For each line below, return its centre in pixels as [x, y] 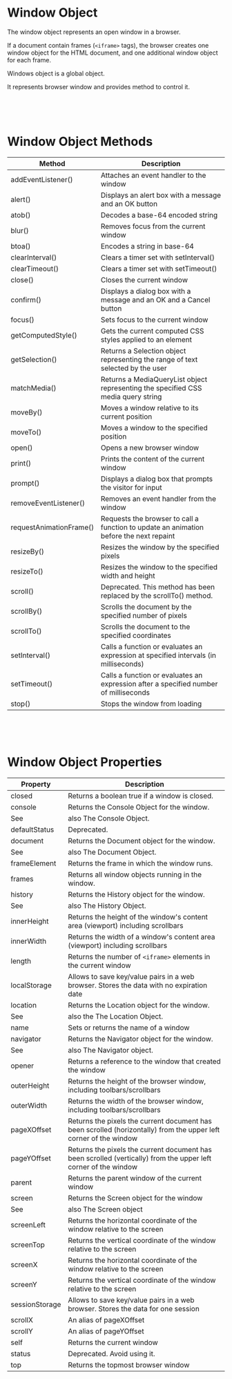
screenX [24, 1264]
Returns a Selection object [143, 351]
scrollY [22, 1331]
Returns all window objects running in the [135, 875]
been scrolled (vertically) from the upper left [140, 1158]
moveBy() [27, 412]
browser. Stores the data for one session [134, 1308]
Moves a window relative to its [149, 408]
